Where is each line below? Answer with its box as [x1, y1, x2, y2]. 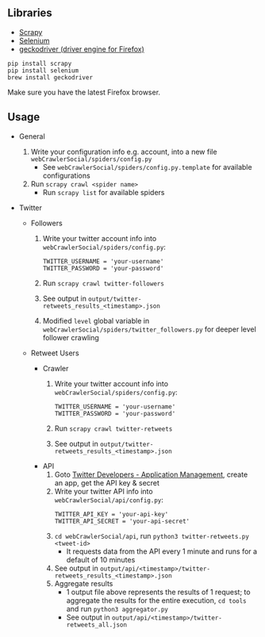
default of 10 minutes [66, 554, 136, 564]
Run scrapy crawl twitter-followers [42, 278, 164, 288]
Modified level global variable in [42, 316, 150, 325]
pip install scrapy [7, 59, 72, 67]
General [18, 131, 45, 141]
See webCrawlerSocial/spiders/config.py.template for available [42, 162, 252, 171]
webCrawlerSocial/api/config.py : [54, 495, 163, 505]
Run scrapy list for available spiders [42, 187, 165, 197]
